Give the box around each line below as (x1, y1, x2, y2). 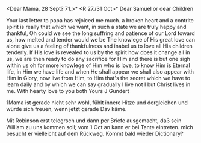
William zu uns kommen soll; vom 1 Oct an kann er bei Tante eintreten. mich (6, 124, 194, 130)
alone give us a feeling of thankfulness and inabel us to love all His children (6, 42, 193, 49)
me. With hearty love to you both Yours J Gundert (6, 87, 129, 94)
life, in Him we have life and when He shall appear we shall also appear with (6, 68, 194, 75)
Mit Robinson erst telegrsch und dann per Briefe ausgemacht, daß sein (6, 117, 182, 124)
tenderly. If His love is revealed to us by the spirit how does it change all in (6, 49, 191, 56)
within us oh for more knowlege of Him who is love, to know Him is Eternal (6, 62, 191, 69)
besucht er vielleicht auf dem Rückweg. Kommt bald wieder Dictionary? (6, 130, 184, 137)
